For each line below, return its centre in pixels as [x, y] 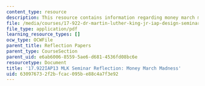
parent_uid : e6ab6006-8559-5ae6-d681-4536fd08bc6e [72, 57]
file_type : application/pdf [42, 29]
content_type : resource [37, 12]
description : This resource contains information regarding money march [101, 18]
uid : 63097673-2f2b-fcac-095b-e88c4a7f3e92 [63, 74]
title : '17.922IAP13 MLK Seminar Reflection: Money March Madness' [94, 68]
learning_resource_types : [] [43, 35]
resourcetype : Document [37, 62]
